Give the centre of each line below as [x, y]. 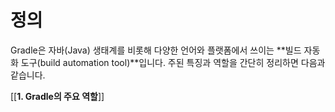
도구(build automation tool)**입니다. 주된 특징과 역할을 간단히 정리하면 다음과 [173, 62]
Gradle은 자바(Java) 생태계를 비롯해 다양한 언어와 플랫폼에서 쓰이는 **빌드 [156, 50]
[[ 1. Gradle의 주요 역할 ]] [57, 96]
